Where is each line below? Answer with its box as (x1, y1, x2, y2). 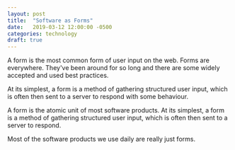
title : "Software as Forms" (7, 17, 93, 24)
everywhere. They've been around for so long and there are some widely (7, 64, 221, 72)
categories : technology (7, 30, 78, 37)
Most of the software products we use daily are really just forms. (7, 135, 196, 144)
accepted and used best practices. (7, 71, 109, 80)
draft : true (7, 37, 42, 44)
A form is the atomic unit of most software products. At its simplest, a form (7, 106, 225, 115)
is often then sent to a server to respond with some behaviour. (7, 93, 189, 101)
